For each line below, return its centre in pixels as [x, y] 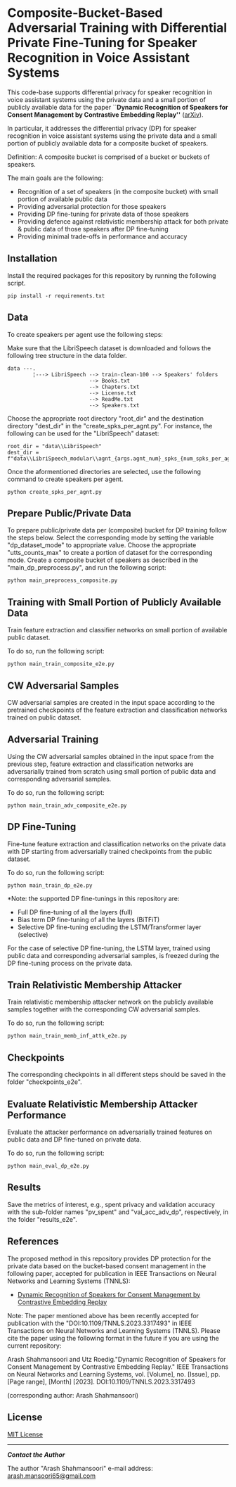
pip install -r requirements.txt [56, 296]
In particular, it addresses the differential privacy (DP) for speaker [102, 128]
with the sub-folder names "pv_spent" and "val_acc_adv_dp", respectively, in [118, 1212]
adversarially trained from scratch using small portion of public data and [112, 771]
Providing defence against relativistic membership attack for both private [123, 221]
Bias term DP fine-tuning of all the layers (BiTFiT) [88, 919]
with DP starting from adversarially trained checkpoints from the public [110, 851]
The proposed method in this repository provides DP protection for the [109, 1258]
